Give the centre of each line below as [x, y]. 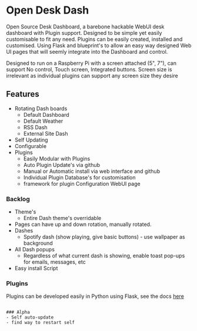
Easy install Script [36, 268]
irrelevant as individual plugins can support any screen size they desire [92, 76]
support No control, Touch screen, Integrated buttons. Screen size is [89, 69]
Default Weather [43, 121]
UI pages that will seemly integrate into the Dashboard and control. [87, 51]
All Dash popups [34, 250]
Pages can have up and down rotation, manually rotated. [83, 224]
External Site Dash [46, 133]
